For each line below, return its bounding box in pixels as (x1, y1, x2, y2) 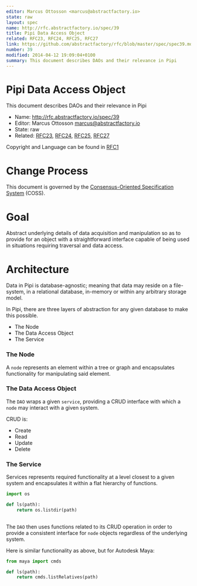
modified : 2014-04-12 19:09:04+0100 (6, 52, 96, 58)
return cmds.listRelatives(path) (16, 574, 98, 580)
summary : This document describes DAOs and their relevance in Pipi (6, 57, 177, 63)
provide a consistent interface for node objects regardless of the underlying (6, 529, 188, 536)
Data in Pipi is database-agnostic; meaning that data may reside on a (6, 282, 172, 289)
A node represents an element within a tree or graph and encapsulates (6, 364, 175, 371)
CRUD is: (6, 415, 28, 423)
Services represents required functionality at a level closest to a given (6, 473, 175, 481)
